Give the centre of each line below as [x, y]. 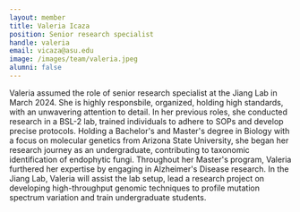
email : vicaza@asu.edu [51, 51]
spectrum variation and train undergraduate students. [108, 197]
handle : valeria [39, 42]
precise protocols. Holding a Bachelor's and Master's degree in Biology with [150, 131]
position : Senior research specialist [81, 34]
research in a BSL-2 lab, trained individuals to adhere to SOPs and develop [146, 121]
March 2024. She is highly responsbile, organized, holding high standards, [146, 102]
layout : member [38, 17]
